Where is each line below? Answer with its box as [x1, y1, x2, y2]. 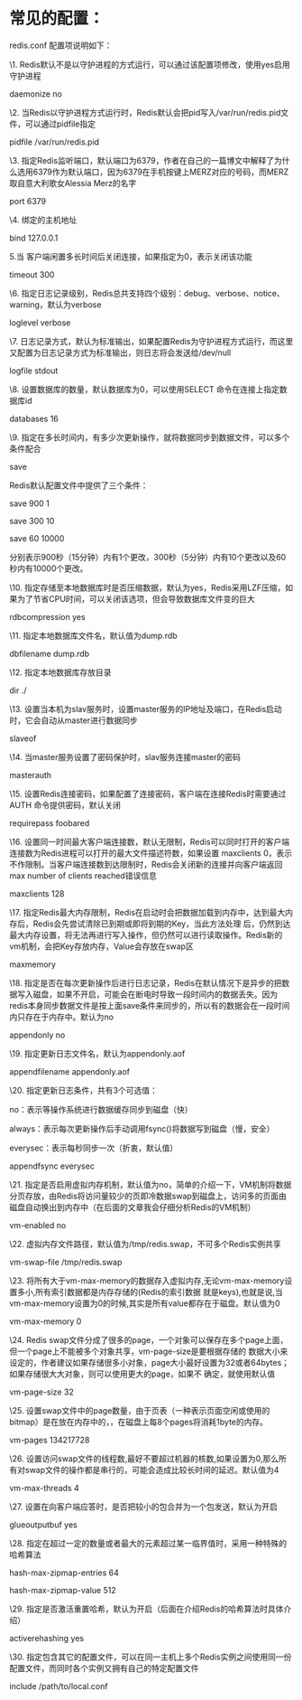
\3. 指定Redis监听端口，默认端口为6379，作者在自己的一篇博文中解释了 [9, 155, 275, 165]
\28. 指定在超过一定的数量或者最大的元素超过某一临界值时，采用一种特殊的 [9, 1537, 287, 1548]
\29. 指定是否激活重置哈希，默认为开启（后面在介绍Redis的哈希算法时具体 [9, 1603, 284, 1614]
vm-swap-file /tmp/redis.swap [9, 1256, 123, 1267]
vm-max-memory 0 [9, 1316, 82, 1327]
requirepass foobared [9, 817, 90, 828]
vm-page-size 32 [9, 1386, 74, 1397]
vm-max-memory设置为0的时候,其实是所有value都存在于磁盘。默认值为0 [9, 1298, 281, 1309]
